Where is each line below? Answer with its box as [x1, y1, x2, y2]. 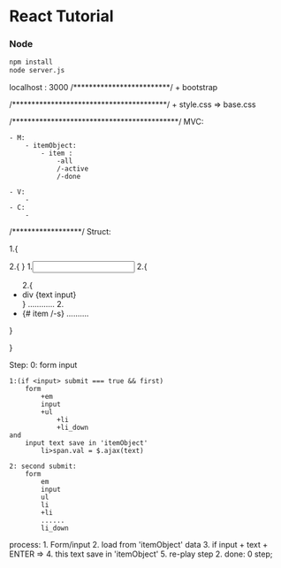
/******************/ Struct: [9, 226, 111, 237]
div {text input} [21, 289, 77, 300]
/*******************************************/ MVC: [9, 117, 204, 127]
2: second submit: [9, 462, 77, 471]
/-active [56, 165, 89, 173]
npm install [9, 58, 53, 67]
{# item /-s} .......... [21, 308, 89, 319]
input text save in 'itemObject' [25, 439, 148, 448]
